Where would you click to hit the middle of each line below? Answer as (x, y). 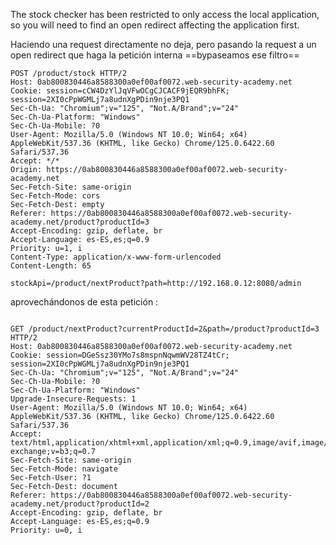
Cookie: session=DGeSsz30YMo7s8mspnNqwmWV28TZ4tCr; (120, 355)
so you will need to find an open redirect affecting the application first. (155, 25)
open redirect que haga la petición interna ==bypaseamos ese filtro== (155, 55)
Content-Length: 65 (51, 266)
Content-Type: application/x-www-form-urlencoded (116, 257)
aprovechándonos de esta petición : (84, 302)
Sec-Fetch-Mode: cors (55, 196)
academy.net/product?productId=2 (80, 504)
